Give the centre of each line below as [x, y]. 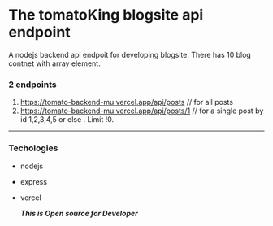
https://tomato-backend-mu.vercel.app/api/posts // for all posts [127, 102]
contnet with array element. [54, 63]
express [33, 181]
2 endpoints [32, 85]
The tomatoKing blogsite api [106, 15]
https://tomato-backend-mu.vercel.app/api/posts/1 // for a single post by [142, 111]
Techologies [33, 148]
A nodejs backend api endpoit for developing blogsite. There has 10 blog [130, 54]
